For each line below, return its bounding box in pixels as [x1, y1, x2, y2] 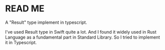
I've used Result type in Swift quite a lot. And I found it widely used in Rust [5, 29, 157, 35]
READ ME [5, 3, 45, 14]
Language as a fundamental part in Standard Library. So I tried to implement [5, 34, 160, 40]
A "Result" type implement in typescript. [5, 19, 88, 25]
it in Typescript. [5, 39, 37, 45]
